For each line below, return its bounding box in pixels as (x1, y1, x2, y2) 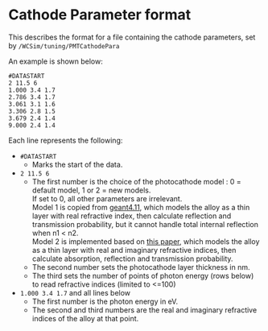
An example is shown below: (8, 56, 103, 66)
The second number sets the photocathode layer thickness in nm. (31, 262, 251, 271)
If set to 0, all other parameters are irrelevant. (31, 193, 183, 203)
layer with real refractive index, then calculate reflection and (31, 211, 232, 221)
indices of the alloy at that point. (31, 313, 139, 323)
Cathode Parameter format (8, 6, 192, 24)
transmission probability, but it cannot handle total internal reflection (31, 219, 259, 229)
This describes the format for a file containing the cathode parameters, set (8, 32, 256, 42)
